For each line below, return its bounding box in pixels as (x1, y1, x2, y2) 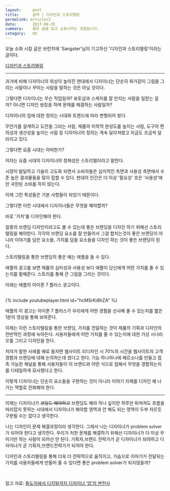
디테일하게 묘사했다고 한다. (10, 367, 64, 373)
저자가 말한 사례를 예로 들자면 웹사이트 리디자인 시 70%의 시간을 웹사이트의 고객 (5, 348, 163, 354)
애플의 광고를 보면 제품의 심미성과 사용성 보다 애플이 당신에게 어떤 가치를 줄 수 (5, 265, 159, 270)
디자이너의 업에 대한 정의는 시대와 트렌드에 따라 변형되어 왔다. (5, 113, 127, 118)
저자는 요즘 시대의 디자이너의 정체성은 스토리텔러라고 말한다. (5, 158, 124, 163)
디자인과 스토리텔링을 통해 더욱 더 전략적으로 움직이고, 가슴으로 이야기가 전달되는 (5, 453, 165, 459)
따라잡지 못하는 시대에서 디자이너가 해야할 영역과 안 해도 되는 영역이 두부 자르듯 (5, 406, 162, 412)
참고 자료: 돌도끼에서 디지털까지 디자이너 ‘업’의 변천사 (5, 480, 110, 486)
